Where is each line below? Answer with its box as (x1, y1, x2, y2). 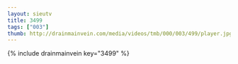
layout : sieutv (7, 10, 52, 18)
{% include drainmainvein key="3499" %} (7, 49, 130, 58)
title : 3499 (7, 17, 42, 24)
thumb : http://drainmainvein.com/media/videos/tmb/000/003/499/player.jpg (7, 30, 233, 37)
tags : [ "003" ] (7, 23, 50, 30)
